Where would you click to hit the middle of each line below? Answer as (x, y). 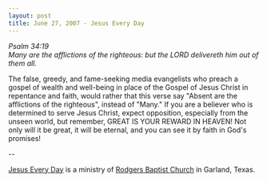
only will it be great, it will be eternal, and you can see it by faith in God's (128, 130)
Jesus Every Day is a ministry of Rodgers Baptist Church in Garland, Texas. (132, 169)
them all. (23, 63)
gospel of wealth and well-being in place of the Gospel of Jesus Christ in (128, 87)
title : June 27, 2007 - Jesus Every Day (77, 23)
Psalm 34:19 (29, 46)
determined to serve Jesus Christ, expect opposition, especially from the (128, 112)
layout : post (30, 16)
